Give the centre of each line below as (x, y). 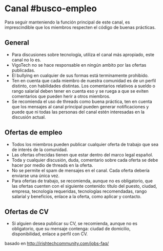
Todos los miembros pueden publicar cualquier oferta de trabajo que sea (85, 144)
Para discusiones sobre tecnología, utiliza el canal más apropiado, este (83, 54)
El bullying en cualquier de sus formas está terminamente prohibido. (80, 75)
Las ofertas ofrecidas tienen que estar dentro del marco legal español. (82, 154)
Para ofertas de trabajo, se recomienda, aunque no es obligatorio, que (82, 181)
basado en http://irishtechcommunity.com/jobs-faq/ (57, 244)
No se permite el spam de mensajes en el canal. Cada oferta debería (81, 170)
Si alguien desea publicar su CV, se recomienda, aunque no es (74, 224)
